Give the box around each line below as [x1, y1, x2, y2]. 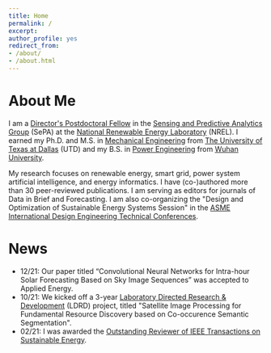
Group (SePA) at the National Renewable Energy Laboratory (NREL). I [8, 127, 239, 137]
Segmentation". [19, 317, 72, 327]
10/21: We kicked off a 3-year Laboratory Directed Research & [19, 292, 227, 301]
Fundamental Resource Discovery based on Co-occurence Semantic [19, 309, 249, 319]
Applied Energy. [19, 284, 74, 293]
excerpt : [8, 27, 38, 35]
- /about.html [8, 57, 57, 65]
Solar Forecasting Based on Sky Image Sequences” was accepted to [19, 275, 249, 284]
